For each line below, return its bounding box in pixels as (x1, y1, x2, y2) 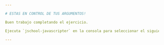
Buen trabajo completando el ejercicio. (5, 20, 89, 24)
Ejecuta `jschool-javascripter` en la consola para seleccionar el (5, 28, 145, 34)
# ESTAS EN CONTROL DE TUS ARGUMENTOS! (5, 11, 86, 16)
